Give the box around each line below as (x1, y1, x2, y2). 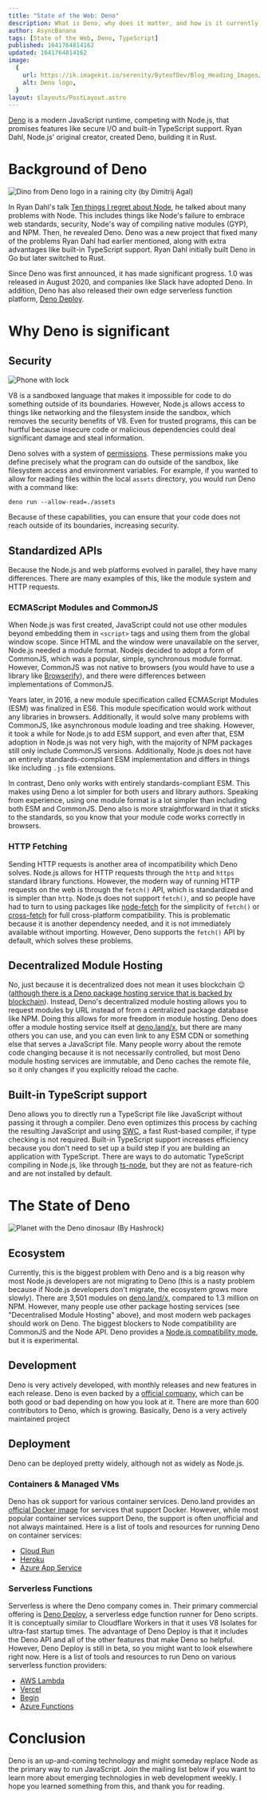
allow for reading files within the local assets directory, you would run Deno (8, 474, 256, 484)
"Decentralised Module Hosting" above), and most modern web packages (8, 1310, 251, 1319)
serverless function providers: (8, 1661, 108, 1670)
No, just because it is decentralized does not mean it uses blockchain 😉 (8, 980, 246, 990)
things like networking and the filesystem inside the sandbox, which (8, 408, 231, 417)
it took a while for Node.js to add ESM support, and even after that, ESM (8, 729, 245, 739)
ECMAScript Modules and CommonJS (8, 601, 159, 612)
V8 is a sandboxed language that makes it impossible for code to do (8, 391, 231, 401)
